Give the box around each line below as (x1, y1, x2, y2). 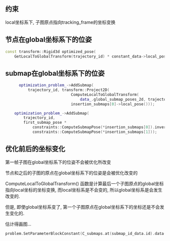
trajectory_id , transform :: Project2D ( (27, 87, 110, 92)
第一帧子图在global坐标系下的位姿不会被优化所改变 (5, 159, 111, 165)
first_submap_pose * (23, 120, 67, 125)
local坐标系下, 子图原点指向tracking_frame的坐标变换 (5, 19, 115, 25)
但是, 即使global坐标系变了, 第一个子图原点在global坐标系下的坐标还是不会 (5, 204, 160, 210)
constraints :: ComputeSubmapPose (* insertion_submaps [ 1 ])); (32, 129, 157, 135)
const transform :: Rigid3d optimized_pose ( (5, 49, 96, 54)
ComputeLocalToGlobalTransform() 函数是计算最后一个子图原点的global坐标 (5, 180, 164, 186)
